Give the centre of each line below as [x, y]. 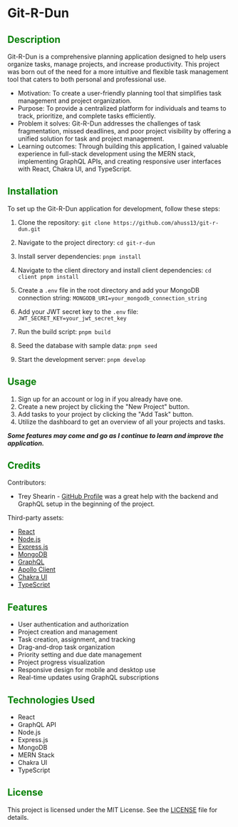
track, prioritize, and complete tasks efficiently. [87, 116]
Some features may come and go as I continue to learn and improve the [116, 435]
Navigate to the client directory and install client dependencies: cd [114, 270]
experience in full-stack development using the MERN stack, [107, 154]
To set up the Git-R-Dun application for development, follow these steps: [114, 208]
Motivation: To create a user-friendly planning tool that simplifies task [120, 93]
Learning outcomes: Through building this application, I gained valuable [123, 146]
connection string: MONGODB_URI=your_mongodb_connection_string [112, 298]
